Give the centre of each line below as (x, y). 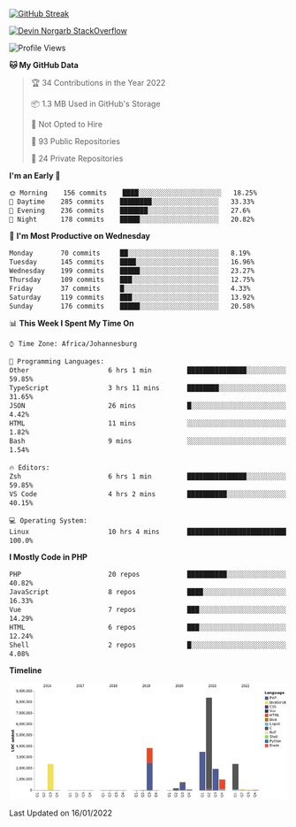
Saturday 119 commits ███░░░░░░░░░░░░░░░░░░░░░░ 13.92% (132, 297)
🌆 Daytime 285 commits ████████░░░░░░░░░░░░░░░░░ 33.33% (132, 202)
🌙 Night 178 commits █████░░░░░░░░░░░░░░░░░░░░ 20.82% (132, 219)
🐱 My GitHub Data (44, 65)
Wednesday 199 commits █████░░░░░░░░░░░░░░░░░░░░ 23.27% (132, 271)
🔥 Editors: (30, 468)
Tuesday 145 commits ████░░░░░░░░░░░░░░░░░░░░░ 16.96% (132, 262)
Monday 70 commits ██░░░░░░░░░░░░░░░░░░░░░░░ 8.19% (130, 253)
